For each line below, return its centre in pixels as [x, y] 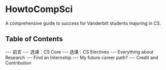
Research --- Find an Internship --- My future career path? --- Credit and [82, 57]
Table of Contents [34, 39]
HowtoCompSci [39, 9]
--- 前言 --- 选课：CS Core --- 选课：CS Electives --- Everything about [79, 52]
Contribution [18, 63]
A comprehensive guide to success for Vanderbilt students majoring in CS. [83, 23]
